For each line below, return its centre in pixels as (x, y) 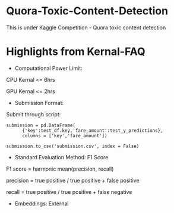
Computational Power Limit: (49, 68)
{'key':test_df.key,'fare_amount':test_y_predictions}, (92, 130)
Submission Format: (39, 103)
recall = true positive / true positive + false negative (69, 192)
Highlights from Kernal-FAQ (76, 52)
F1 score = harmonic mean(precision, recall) (60, 169)
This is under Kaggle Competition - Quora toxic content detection (86, 27)
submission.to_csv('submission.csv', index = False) (73, 146)
